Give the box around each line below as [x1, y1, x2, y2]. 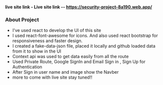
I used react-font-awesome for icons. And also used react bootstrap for [12, 32, 158, 38]
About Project [5, 16, 40, 23]
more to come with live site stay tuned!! [12, 74, 92, 80]
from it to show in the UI [12, 48, 62, 54]
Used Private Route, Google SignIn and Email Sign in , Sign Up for [12, 58, 146, 64]
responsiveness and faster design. [12, 37, 83, 44]
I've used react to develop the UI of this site [12, 27, 101, 33]
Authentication [12, 64, 42, 70]
